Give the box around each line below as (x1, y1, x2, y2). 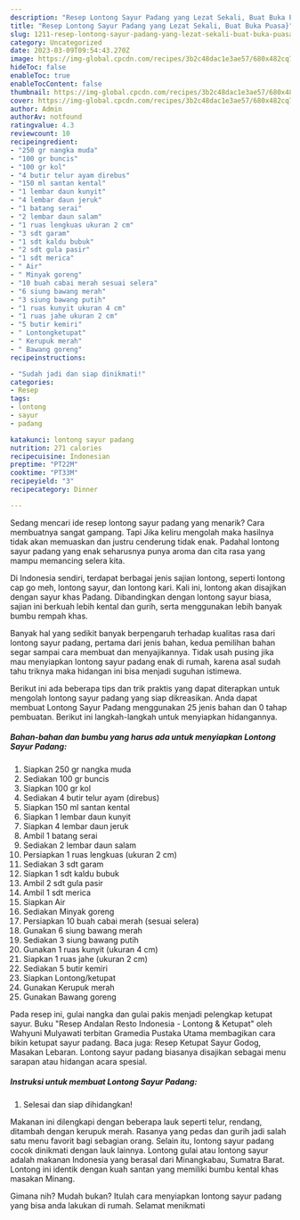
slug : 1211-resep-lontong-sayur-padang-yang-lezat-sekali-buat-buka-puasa (10, 29, 294, 38)
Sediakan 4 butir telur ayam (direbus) (22, 792, 159, 803)
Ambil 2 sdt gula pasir (22, 877, 103, 888)
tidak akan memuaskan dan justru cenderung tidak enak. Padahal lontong (10, 536, 280, 547)
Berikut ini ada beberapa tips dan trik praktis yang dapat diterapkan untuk (10, 683, 280, 693)
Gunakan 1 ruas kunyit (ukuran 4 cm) (22, 943, 158, 955)
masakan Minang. (10, 1173, 76, 1183)
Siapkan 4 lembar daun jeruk (22, 820, 129, 831)
